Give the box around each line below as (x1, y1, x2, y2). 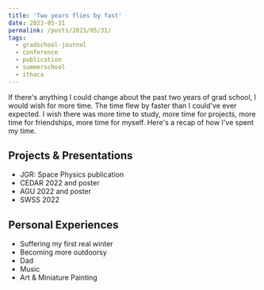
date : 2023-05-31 (8, 19, 66, 27)
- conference (15, 48, 59, 56)
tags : (8, 33, 26, 42)
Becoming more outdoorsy (19, 247, 107, 258)
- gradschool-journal (15, 41, 87, 49)
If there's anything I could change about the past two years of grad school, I (8, 92, 256, 101)
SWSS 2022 (19, 195, 59, 204)
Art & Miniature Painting (19, 273, 98, 282)
